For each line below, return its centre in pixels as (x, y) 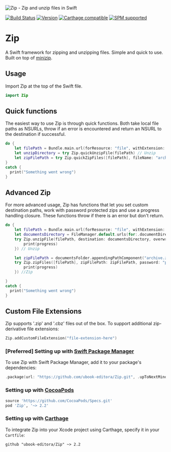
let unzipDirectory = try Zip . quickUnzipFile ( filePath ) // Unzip (85, 153)
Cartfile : (15, 435)
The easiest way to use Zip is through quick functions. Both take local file (82, 123)
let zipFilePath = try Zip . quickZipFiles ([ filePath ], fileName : (84, 158)
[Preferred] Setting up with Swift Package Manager (70, 351)
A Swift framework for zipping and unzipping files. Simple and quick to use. (84, 52)
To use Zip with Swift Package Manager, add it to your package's (73, 362)
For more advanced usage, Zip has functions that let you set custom (77, 205)
